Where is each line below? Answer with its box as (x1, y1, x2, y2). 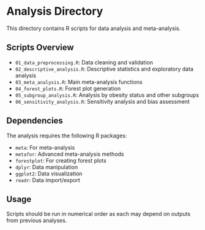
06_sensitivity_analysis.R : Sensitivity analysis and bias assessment (15, 98, 190, 105)
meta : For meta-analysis (15, 144, 75, 151)
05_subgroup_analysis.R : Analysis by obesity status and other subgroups (15, 91, 199, 99)
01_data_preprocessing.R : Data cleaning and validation (15, 58, 153, 66)
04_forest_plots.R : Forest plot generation (15, 85, 121, 92)
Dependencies (6, 115, 63, 126)
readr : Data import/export (15, 176, 81, 183)
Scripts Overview (6, 42, 75, 53)
